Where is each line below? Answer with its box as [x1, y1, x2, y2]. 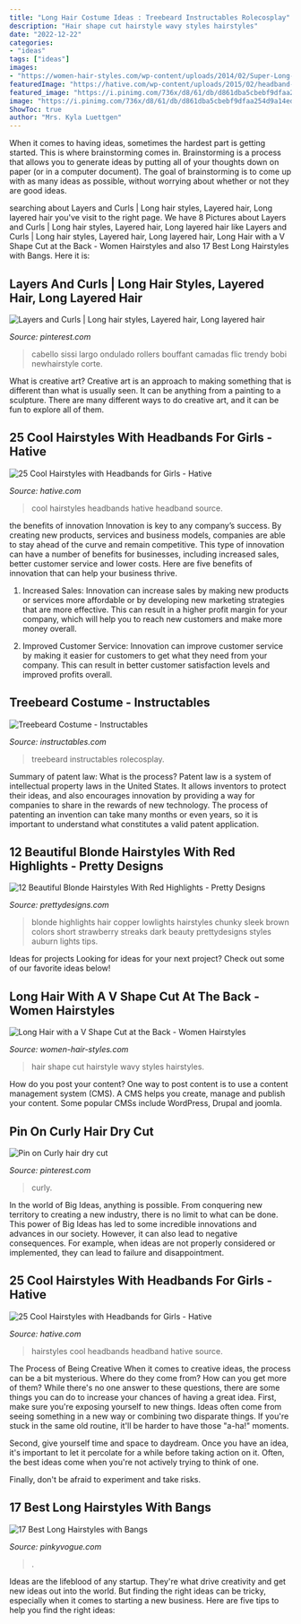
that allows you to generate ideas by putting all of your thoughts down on [9, 157, 279, 168]
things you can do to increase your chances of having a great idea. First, [9, 1391, 277, 1403]
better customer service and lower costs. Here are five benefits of [9, 557, 254, 569]
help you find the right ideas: [9, 1604, 116, 1615]
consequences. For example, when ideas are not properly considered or [9, 1238, 276, 1248]
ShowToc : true [9, 105, 63, 114]
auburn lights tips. [30, 936, 99, 946]
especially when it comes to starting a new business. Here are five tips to [9, 1594, 279, 1605]
